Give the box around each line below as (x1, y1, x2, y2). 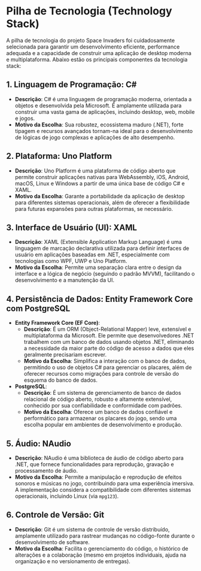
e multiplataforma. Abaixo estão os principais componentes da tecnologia (6, 56, 188, 63)
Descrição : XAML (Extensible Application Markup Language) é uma (14, 238, 182, 246)
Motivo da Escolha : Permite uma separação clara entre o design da (14, 264, 182, 271)
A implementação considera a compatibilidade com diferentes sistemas (14, 487, 191, 493)
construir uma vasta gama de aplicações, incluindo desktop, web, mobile (14, 108, 195, 115)
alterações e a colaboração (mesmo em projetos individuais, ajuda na (14, 551, 187, 558)
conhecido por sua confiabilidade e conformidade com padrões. (23, 402, 182, 409)
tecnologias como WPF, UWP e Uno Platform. (14, 258, 127, 265)
